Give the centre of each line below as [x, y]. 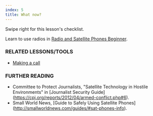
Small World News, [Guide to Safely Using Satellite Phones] [74, 103]
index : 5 [14, 10]
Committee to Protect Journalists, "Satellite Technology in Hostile [80, 87]
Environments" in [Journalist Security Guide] [59, 92]
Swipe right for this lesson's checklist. [45, 29]
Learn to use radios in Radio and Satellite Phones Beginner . [66, 39]
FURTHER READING [30, 76]
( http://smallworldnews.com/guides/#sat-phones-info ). [70, 108]
